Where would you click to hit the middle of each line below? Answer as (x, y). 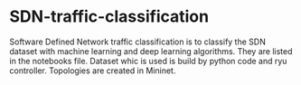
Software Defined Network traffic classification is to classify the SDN (138, 42)
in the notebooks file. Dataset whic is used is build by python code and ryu (148, 61)
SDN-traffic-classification (109, 17)
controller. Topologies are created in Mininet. (93, 71)
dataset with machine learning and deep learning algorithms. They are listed (151, 51)
